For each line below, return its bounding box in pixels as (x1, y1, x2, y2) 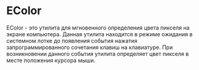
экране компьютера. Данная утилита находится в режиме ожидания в (6, 30, 193, 37)
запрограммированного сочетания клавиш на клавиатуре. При (6, 44, 173, 51)
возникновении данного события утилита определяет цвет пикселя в (6, 50, 189, 57)
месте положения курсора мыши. (6, 56, 96, 64)
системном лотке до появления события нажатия (6, 37, 138, 44)
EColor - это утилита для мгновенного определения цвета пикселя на (6, 24, 190, 31)
